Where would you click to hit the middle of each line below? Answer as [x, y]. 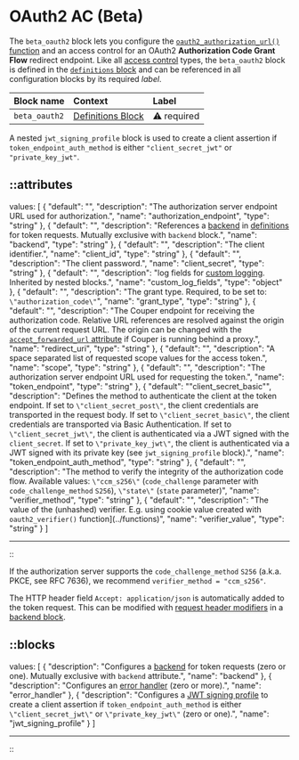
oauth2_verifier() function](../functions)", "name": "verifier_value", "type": [147, 519]
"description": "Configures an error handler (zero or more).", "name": [135, 685]
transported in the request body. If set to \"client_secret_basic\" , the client [149, 414]
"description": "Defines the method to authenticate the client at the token [143, 396]
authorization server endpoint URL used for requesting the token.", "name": [147, 377]
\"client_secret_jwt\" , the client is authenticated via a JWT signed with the [149, 433]
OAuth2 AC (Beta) [77, 16]
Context [91, 101]
